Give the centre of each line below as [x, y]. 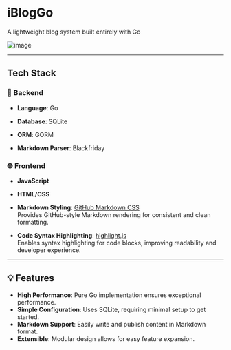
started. [28, 317]
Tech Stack [32, 73]
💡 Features [31, 278]
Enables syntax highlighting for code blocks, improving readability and [117, 243]
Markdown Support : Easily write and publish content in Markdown [111, 324]
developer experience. [49, 250]
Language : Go [37, 107]
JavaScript [33, 181]
